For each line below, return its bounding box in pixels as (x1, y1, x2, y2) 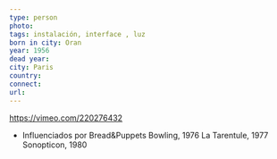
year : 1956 (9, 46, 50, 55)
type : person (9, 13, 58, 22)
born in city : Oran (9, 38, 82, 47)
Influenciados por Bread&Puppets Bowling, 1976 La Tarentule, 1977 (21, 130, 269, 140)
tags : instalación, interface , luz (9, 29, 146, 38)
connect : (9, 79, 42, 88)
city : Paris (9, 63, 54, 72)
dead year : (9, 54, 50, 63)
